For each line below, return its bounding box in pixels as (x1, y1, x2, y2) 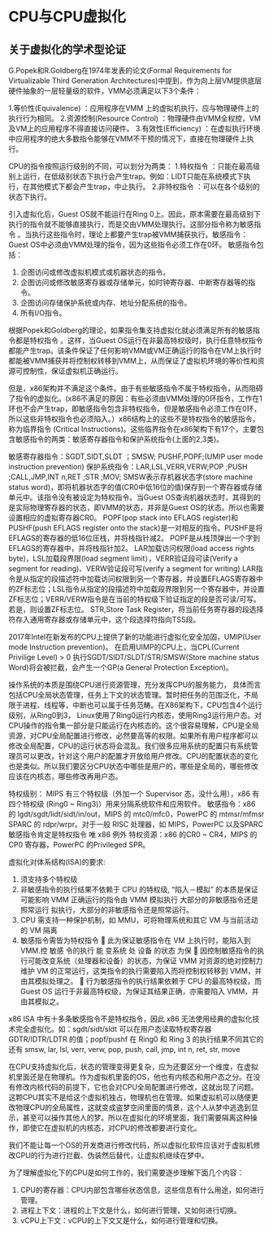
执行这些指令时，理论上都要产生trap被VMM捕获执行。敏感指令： (31, 230, 249, 239)
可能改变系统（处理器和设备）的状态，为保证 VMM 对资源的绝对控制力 (27, 956, 263, 966)
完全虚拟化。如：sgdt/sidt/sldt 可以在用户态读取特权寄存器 (15, 1024, 212, 1033)
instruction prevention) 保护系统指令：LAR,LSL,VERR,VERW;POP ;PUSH (8, 462, 248, 471)
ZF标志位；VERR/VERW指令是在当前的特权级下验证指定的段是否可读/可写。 (8, 594, 262, 604)
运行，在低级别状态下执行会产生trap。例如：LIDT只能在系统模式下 (22, 172, 244, 181)
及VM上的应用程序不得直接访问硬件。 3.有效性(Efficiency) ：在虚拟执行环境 (8, 124, 261, 133)
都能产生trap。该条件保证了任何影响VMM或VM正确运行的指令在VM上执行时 (8, 346, 262, 355)
